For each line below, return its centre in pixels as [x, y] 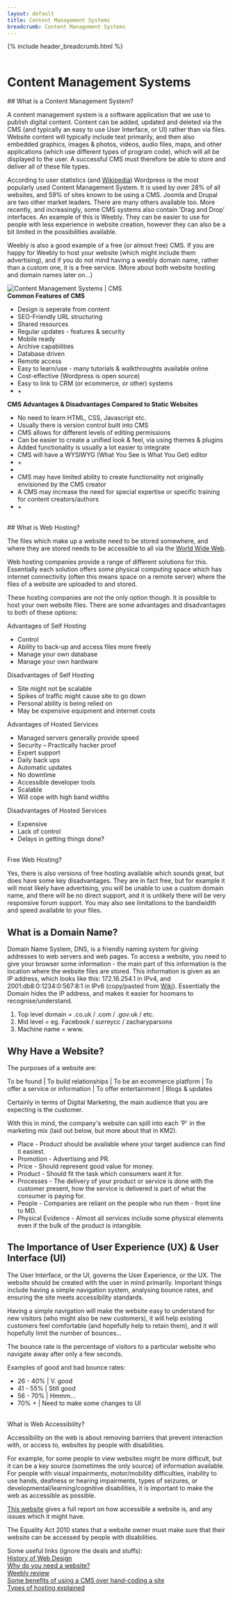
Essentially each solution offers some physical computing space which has [115, 569]
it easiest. [31, 1151]
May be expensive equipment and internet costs [86, 711]
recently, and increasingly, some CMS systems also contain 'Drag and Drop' [116, 210]
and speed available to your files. [55, 911]
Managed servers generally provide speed [78, 738]
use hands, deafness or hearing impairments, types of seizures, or [103, 1481]
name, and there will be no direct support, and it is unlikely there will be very [116, 895]
